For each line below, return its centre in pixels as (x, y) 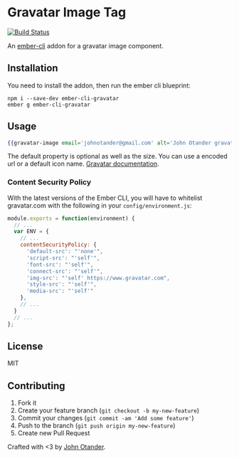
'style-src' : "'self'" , (62, 284)
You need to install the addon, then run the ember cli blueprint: (99, 85)
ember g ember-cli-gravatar (49, 105)
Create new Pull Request (54, 433)
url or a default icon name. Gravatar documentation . (83, 164)
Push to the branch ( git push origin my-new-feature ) (96, 426)
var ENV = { (32, 232)
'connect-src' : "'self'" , (64, 271)
